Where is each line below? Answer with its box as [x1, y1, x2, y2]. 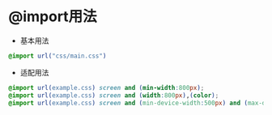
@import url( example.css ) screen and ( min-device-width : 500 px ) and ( [8, 99, 249, 107]
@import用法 [8, 7, 97, 26]
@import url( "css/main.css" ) [8, 52, 107, 60]
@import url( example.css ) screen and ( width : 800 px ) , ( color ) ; [8, 91, 219, 100]
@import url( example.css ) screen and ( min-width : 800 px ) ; [8, 83, 205, 92]
